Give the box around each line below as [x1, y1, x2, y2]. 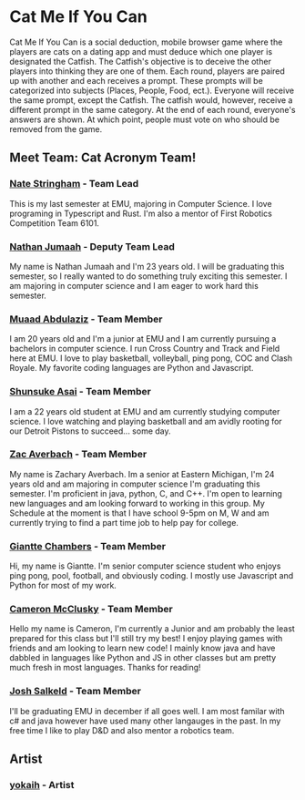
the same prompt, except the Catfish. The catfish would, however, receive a [9, 94, 293, 106]
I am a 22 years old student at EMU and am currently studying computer [9, 405, 280, 416]
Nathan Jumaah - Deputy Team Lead [9, 240, 175, 252]
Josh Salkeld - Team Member [9, 685, 141, 698]
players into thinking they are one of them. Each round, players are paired [9, 66, 285, 77]
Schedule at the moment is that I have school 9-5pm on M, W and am [9, 508, 269, 518]
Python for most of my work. [9, 580, 117, 591]
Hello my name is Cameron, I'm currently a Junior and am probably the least [9, 623, 296, 634]
